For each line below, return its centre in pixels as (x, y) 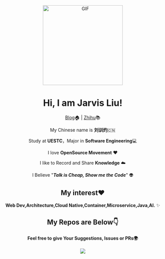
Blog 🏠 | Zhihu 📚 (83, 117)
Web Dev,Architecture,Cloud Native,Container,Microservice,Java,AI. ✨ (83, 205)
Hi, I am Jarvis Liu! (83, 103)
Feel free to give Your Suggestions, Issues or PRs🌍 (83, 238)
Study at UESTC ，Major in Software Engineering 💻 (83, 140)
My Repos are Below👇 (83, 222)
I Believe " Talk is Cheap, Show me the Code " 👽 (83, 175)
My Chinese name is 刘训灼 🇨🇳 (83, 130)
